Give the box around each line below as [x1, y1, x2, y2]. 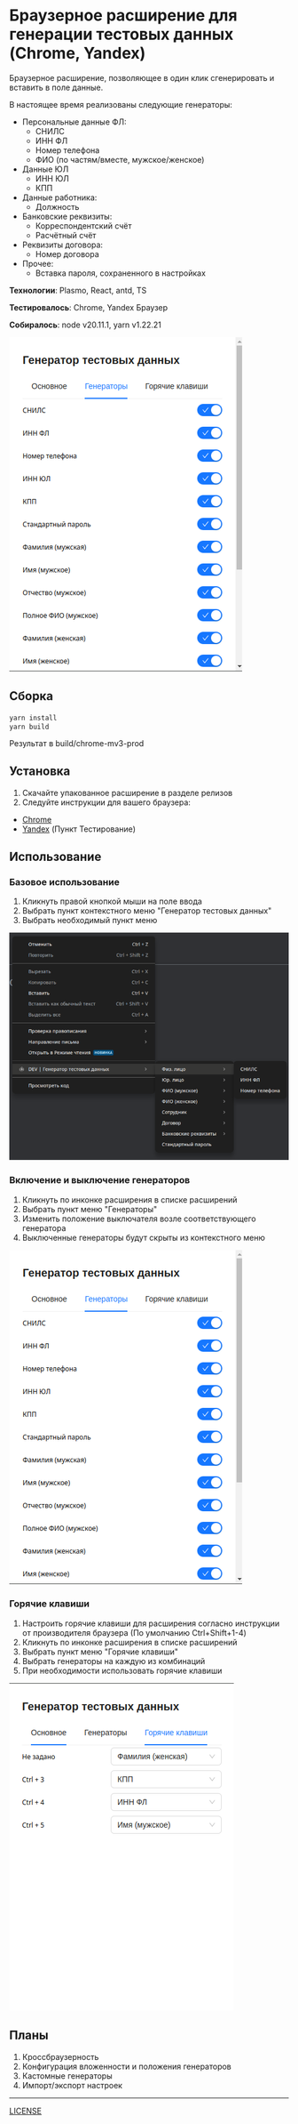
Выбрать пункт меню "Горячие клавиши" [21, 1646, 179, 1657]
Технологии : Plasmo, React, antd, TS [9, 285, 147, 295]
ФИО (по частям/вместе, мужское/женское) [35, 154, 205, 165]
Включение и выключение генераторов [9, 1174, 191, 1187]
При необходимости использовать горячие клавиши [21, 1665, 223, 1676]
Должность [35, 201, 80, 212]
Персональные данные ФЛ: [21, 117, 127, 127]
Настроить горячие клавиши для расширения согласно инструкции [21, 1618, 280, 1629]
